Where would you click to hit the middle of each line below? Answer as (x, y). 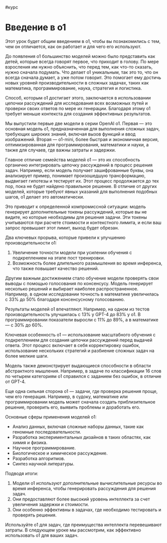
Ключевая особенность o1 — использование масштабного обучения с (81, 334)
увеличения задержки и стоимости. (51, 504)
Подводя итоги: (22, 473)
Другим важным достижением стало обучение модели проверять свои (82, 278)
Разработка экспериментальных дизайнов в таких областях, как (82, 437)
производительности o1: (31, 242)
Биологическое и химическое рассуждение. (60, 453)
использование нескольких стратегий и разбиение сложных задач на (80, 350)
